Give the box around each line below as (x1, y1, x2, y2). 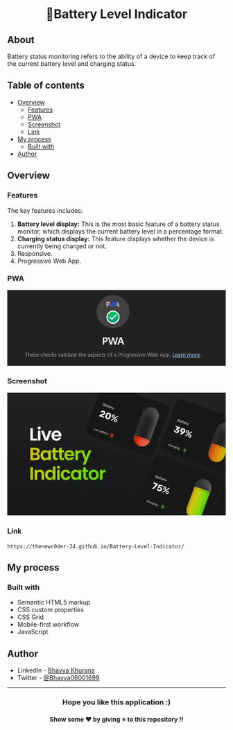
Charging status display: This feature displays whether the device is (17, 234, 214, 243)
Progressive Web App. (17, 257, 82, 265)
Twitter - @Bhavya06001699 (17, 674, 100, 682)
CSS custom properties (17, 606, 85, 614)
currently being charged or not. (17, 242, 107, 250)
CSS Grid (17, 613, 44, 621)
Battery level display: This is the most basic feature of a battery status (17, 220, 220, 228)
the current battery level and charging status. (7, 60, 137, 68)
